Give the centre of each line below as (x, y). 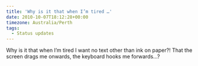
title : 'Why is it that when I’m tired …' (59, 11)
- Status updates (33, 34)
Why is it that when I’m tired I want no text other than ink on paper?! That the (99, 50)
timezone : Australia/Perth (39, 22)
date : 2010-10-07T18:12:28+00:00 (47, 17)
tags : (13, 28)
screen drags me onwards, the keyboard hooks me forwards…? (83, 57)
